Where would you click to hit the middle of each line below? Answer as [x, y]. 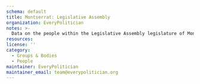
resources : [20, 39]
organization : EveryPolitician [45, 22]
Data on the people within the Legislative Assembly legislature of [98, 34]
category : [18, 50]
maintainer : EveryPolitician [42, 67]
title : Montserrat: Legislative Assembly [58, 17]
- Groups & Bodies [35, 56]
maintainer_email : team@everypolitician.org [62, 72]
